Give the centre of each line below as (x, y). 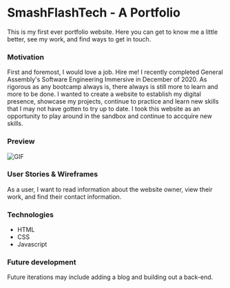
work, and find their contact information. (64, 196)
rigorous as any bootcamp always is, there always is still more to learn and (113, 87)
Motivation (26, 57)
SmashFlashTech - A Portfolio (94, 13)
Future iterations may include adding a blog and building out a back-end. (110, 277)
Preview (21, 142)
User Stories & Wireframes (53, 174)
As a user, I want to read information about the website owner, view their (110, 189)
